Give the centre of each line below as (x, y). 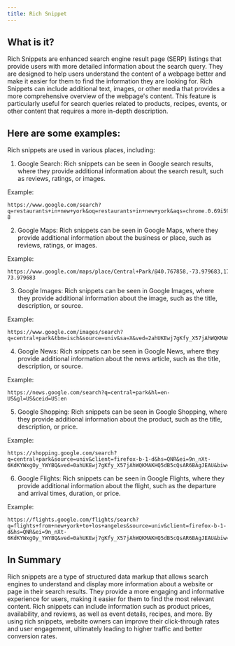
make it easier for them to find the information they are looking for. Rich (110, 81)
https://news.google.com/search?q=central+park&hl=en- (89, 393)
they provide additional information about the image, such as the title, (117, 298)
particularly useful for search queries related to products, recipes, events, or (117, 104)
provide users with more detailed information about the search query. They (115, 67)
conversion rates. (33, 636)
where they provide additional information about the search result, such (120, 171)
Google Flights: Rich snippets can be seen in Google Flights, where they (121, 478)
